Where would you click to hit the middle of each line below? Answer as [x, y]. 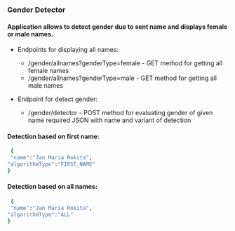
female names [48, 71]
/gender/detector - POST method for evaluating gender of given [120, 113]
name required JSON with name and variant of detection [109, 120]
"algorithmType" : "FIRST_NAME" [52, 164]
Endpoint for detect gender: [58, 99]
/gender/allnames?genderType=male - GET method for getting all [122, 78]
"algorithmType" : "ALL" [40, 214]
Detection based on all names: [53, 187]
